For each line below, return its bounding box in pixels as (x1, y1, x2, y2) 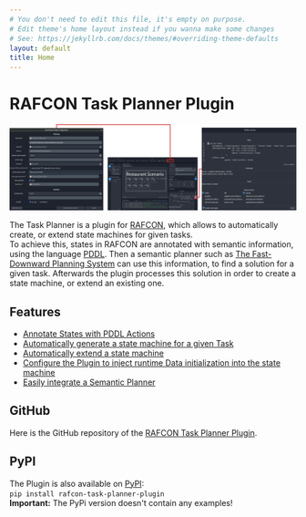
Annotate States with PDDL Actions (22, 328, 156, 339)
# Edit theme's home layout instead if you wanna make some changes (9, 24, 275, 34)
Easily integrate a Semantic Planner (22, 377, 157, 388)
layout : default (9, 44, 71, 53)
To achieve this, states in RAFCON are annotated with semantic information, (9, 239, 294, 250)
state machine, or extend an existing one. (9, 278, 165, 289)
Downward (9, 258, 50, 269)
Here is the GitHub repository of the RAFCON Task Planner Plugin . (9, 427, 258, 438)
